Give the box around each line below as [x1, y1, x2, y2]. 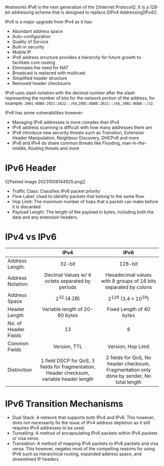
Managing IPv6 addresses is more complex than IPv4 [12, 120, 120, 125]
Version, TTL [53, 343, 82, 350]
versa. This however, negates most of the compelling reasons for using [12, 445, 155, 451]
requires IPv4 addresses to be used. [12, 425, 85, 431]
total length [115, 378, 142, 385]
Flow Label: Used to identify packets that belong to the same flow [12, 193, 144, 199]
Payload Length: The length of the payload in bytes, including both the [12, 209, 154, 215]
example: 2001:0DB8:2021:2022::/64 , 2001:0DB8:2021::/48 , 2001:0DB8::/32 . [5, 100, 154, 106]
